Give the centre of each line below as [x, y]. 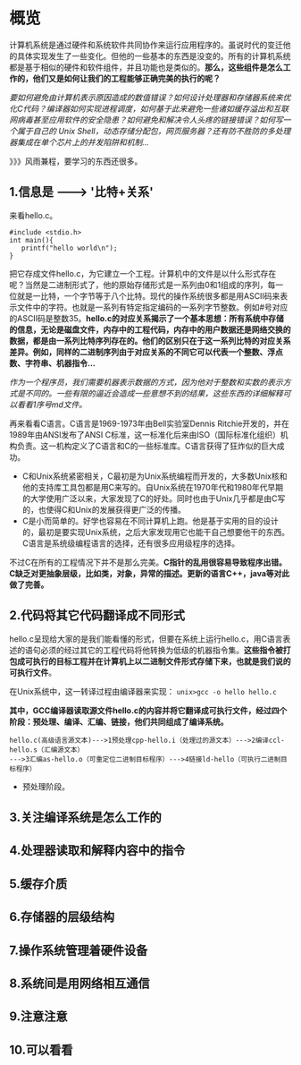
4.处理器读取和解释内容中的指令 [97, 851]
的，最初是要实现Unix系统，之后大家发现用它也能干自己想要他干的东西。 [156, 532]
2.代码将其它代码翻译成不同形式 [97, 615]
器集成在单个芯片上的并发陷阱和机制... [79, 142]
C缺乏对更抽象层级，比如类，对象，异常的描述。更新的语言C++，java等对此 [150, 573]
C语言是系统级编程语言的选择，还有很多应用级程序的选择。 [131, 543]
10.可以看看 [41, 1049]
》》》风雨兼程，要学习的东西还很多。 [76, 161]
